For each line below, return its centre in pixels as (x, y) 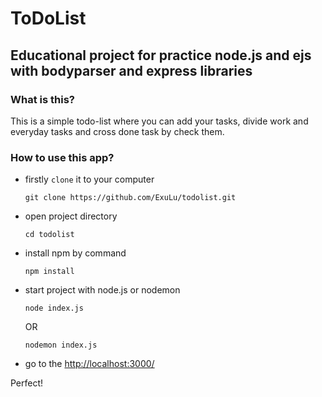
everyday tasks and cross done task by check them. (117, 131)
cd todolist (49, 235)
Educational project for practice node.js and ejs (161, 55)
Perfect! (27, 383)
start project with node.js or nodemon (102, 290)
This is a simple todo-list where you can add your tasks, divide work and (159, 121)
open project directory (71, 216)
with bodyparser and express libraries (131, 70)
